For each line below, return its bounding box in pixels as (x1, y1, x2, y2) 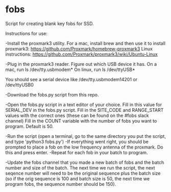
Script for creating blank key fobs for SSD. (5, 20, 94, 27)
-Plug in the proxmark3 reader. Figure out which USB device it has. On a (5, 61, 157, 67)
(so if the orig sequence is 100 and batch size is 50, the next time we (5, 175, 150, 182)
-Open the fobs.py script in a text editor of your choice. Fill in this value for (5, 101, 162, 108)
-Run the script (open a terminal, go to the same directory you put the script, (5, 133, 166, 139)
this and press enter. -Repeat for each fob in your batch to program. (5, 149, 148, 155)
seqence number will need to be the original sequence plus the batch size (5, 170, 161, 176)
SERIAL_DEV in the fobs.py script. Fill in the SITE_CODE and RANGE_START (5, 107, 164, 113)
